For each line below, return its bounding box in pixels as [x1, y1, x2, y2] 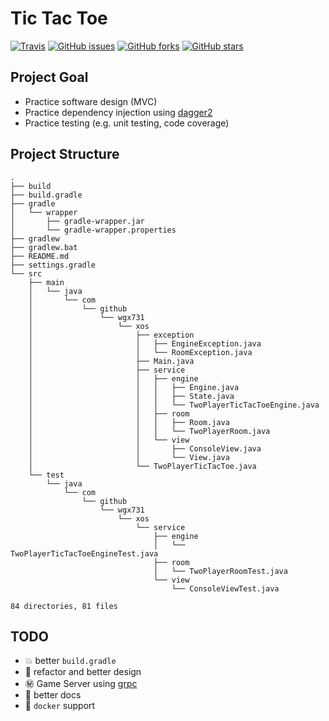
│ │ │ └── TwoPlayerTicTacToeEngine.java [28, 400, 320, 410]
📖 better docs [24, 689, 82, 701]
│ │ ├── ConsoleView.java [28, 443, 262, 454]
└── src [10, 268, 43, 279]
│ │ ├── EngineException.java [28, 338, 262, 349]
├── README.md [10, 251, 70, 261]
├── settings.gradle [10, 260, 97, 270]
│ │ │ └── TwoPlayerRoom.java [28, 426, 271, 436]
